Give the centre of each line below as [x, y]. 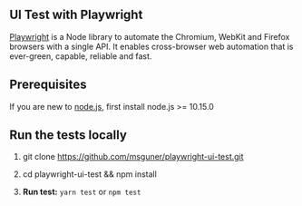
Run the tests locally [68, 135]
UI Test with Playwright [76, 15]
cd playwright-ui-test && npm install [89, 174]
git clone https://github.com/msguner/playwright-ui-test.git [133, 157]
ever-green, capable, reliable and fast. [81, 56]
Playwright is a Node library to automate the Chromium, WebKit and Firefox [150, 36]
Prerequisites [48, 85]
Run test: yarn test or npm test [82, 192]
